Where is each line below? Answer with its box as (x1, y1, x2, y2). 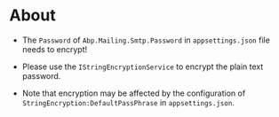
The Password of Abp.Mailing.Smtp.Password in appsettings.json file (21, 35, 271, 45)
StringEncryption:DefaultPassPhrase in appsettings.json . (21, 97, 235, 107)
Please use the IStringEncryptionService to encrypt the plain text (21, 61, 264, 72)
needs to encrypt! (21, 43, 88, 54)
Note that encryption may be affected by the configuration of (21, 88, 246, 98)
